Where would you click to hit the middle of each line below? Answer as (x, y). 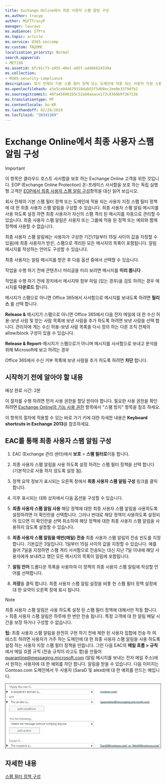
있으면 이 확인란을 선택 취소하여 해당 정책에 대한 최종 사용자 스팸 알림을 (86, 521)
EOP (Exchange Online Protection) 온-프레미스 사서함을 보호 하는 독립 (80, 185)
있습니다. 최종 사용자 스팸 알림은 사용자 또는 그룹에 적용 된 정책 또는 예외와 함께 (82, 220)
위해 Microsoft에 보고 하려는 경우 (37, 350)
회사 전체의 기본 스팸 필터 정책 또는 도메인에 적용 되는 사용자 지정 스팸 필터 (77, 201)
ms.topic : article (24, 37)
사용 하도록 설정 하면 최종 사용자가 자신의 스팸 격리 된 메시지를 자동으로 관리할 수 (83, 214)
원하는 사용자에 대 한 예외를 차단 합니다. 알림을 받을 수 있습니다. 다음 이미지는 (84, 664)
